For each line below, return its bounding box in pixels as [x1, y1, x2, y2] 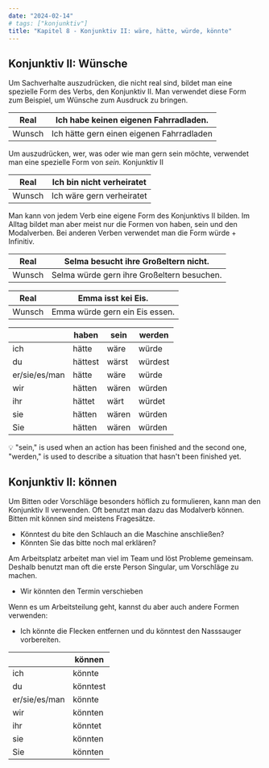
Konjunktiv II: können [8, 475, 118, 489]
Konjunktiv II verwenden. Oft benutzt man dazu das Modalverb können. [8, 506, 245, 514]
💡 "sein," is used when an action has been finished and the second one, [8, 443, 247, 452]
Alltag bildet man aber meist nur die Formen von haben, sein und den [8, 220, 238, 229]
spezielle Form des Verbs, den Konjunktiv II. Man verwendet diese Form [8, 86, 247, 97]
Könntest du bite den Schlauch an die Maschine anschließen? [19, 530, 225, 539]
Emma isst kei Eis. [77, 292, 149, 304]
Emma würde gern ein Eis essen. [51, 306, 176, 317]
